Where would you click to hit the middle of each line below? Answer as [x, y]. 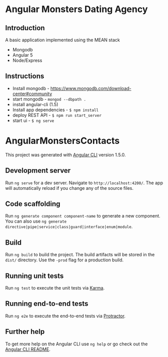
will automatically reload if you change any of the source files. [69, 188]
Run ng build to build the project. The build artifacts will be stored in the [80, 255]
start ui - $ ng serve [33, 120]
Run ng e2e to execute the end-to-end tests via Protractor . [65, 316]
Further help [25, 332]
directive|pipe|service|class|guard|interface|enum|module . [69, 227]
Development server [38, 170]
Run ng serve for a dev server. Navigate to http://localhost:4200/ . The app [84, 183]
